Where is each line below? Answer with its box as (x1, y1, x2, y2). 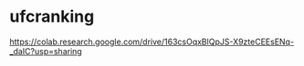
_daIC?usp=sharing (9, 45, 82, 56)
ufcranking (9, 6, 95, 27)
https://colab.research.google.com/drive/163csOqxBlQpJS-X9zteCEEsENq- (9, 36, 295, 47)
